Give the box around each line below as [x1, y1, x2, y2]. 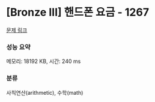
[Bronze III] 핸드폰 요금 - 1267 [6, 5, 149, 19]
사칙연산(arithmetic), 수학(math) [6, 89, 84, 96]
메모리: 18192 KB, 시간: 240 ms [6, 58, 81, 65]
